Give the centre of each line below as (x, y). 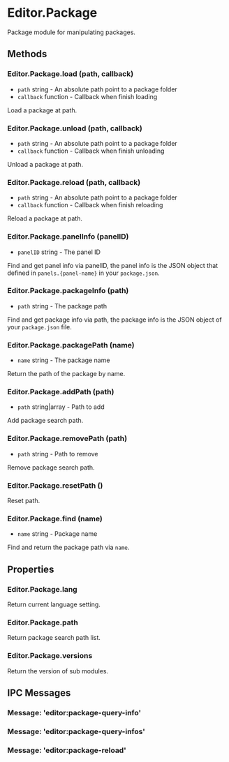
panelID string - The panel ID (59, 252)
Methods (27, 54)
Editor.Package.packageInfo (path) (68, 291)
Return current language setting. (54, 604)
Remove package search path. (51, 467)
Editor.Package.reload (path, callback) (74, 182)
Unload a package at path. (45, 164)
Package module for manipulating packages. (72, 32)
